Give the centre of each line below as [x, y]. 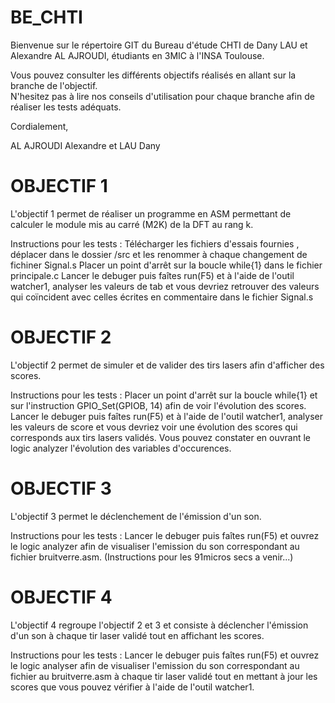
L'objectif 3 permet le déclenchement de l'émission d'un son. [136, 516]
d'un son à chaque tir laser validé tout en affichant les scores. [137, 635]
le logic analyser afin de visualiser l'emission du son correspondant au [155, 665]
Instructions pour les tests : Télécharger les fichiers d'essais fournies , [155, 243]
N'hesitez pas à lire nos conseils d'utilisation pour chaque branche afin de [162, 96]
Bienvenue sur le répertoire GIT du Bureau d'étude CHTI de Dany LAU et [159, 45]
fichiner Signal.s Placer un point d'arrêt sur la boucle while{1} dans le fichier [166, 265]
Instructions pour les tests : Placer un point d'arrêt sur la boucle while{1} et [164, 395]
